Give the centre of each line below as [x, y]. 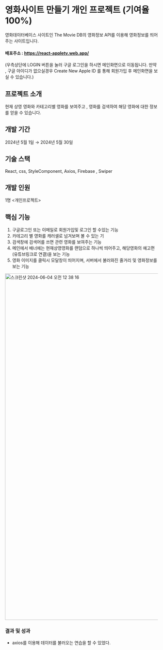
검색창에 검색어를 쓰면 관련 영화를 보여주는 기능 [57, 242]
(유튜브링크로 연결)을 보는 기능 [41, 254]
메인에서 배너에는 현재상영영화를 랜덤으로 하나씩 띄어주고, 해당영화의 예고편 [83, 248]
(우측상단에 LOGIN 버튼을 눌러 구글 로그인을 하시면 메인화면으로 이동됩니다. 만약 [81, 65]
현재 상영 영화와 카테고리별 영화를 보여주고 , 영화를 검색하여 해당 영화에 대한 [77, 106]
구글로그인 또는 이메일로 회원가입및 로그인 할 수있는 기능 [65, 230]
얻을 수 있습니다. [25, 112]
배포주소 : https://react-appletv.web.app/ [47, 53]
